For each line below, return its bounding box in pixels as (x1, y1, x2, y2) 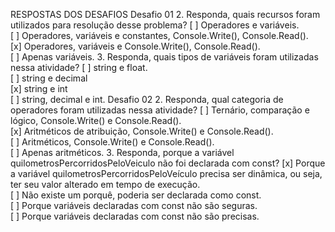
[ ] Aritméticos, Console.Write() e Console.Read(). (10, 136, 215, 148)
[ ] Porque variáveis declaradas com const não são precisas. (10, 210, 260, 222)
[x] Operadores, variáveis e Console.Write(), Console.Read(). (10, 40, 261, 52)
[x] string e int (10, 83, 68, 94)
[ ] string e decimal (10, 72, 88, 84)
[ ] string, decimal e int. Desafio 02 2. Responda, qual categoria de (10, 94, 284, 105)
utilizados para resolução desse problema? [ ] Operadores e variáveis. (10, 19, 300, 31)
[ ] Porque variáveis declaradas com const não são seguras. (10, 200, 258, 211)
